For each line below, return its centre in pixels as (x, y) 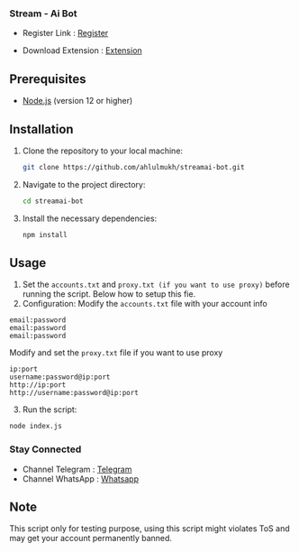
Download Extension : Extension (82, 51)
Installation (41, 129)
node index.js (36, 427)
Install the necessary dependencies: (90, 218)
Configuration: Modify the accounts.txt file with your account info (145, 304)
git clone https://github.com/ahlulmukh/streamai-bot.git (133, 167)
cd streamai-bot (53, 201)
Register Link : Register (65, 33)
